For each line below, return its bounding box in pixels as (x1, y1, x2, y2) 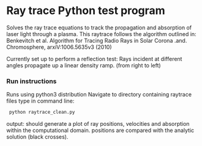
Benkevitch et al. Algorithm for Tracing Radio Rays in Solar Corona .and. (6, 37, 187, 44)
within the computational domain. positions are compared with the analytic (6, 126, 195, 134)
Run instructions (6, 77, 57, 86)
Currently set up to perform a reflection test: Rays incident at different (6, 55, 182, 62)
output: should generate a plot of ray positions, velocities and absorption (6, 120, 190, 128)
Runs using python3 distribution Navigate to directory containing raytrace (6, 91, 192, 98)
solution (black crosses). (6, 133, 69, 141)
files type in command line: (6, 97, 75, 104)
